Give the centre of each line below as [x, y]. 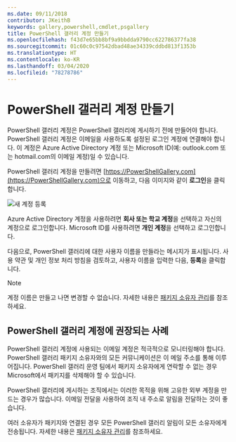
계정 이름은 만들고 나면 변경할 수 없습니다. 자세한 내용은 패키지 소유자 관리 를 [111, 298]
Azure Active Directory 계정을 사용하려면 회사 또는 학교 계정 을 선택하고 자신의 [114, 219]
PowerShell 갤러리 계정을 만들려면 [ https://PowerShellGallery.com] [101, 171]
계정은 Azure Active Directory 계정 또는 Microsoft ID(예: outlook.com [121, 148]
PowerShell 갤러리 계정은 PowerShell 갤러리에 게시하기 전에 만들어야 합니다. [113, 130]
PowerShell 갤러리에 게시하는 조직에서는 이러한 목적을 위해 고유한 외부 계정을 [113, 390]
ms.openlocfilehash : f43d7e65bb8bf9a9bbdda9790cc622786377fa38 [102, 40]
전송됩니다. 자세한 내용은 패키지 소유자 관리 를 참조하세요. [85, 431]
